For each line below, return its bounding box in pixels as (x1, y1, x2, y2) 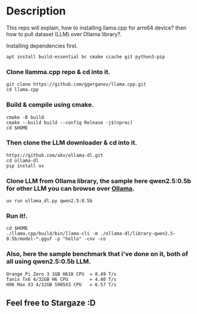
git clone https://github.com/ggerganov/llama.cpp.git (6, 81, 147, 88)
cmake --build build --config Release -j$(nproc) (6, 119, 133, 126)
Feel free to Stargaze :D (6, 298, 96, 308)
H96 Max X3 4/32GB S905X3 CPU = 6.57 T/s (6, 282, 117, 288)
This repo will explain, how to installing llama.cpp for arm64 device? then (6, 24, 187, 31)
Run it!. (6, 212, 28, 220)
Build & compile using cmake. (6, 100, 94, 109)
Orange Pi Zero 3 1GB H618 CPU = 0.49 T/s (6, 271, 117, 277)
